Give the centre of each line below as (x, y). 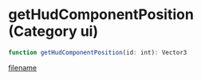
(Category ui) (53, 31)
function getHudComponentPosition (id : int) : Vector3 (98, 52)
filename (23, 67)
